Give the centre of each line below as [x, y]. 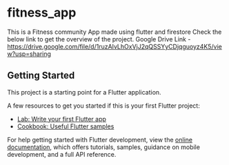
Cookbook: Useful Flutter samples [66, 126]
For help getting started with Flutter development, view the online [100, 139]
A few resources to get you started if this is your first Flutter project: [103, 106]
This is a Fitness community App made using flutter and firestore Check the [114, 32]
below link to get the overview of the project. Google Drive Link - [99, 39]
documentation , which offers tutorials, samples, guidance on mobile [103, 147]
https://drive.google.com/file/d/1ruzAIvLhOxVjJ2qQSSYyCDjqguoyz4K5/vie [114, 46]
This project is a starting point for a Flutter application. [84, 92]
